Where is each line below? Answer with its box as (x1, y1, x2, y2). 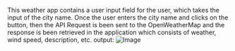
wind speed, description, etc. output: (7, 36, 114, 44)
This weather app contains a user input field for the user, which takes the (7, 6, 220, 14)
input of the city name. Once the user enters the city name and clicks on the (7, 13, 229, 22)
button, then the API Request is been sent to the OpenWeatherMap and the (7, 21, 225, 29)
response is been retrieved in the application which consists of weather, (7, 28, 217, 36)
